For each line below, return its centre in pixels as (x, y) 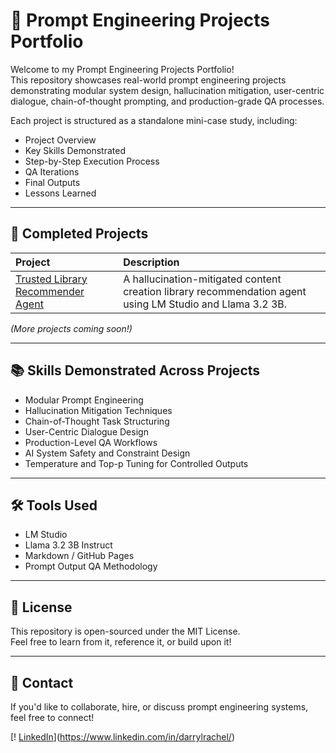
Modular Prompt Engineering (84, 400)
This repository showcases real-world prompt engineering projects (148, 80)
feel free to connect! (52, 717)
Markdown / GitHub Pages (79, 556)
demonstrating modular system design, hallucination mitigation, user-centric (167, 90)
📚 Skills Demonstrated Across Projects (135, 370)
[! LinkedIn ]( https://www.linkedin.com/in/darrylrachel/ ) (123, 737)
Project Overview (60, 140)
